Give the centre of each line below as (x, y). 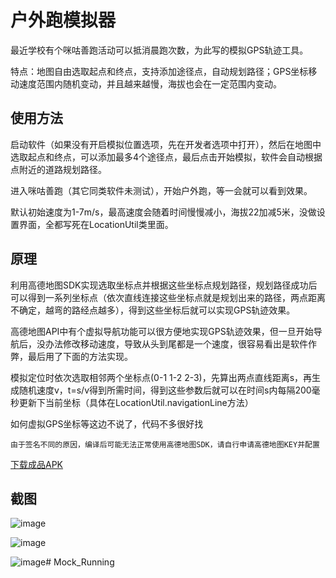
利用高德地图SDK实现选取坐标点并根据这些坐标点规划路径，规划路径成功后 (164, 285)
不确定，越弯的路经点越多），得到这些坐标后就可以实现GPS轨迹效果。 (153, 310)
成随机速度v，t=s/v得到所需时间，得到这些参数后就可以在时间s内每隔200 (161, 390)
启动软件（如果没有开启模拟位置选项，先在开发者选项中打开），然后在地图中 (166, 144)
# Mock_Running (80, 562)
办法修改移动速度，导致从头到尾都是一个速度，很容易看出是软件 (176, 343)
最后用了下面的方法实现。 (80, 356)
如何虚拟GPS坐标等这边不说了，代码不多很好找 (107, 423)
